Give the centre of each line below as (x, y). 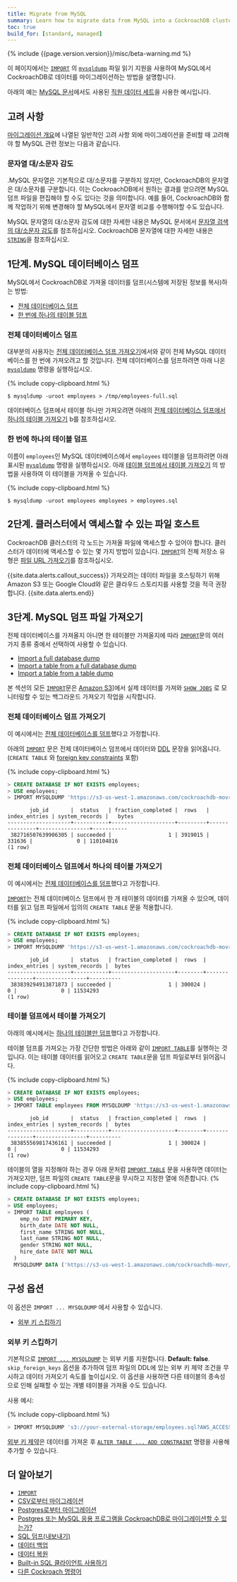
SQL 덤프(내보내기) (44, 1536)
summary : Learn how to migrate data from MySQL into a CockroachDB (109, 20)
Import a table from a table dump (66, 673)
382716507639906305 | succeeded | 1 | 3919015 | (110, 835)
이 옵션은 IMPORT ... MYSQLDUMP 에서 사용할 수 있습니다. (85, 1307)
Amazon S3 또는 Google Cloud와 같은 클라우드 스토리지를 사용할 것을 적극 (110, 584)
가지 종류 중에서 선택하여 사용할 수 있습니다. (68, 644)
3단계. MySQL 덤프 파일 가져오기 (75, 617)
